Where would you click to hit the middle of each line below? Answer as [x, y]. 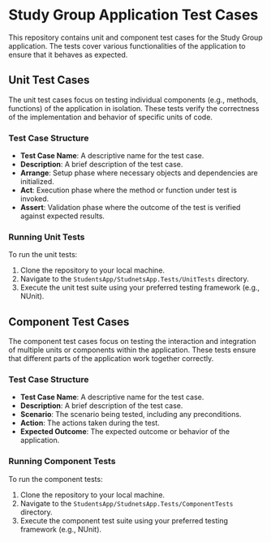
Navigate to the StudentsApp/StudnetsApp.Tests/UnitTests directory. [134, 279]
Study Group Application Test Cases [133, 15]
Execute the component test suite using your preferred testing [124, 520]
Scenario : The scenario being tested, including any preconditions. [131, 415]
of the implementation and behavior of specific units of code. [111, 117]
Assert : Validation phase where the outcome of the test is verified [130, 208]
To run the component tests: [56, 479]
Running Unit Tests [47, 237]
